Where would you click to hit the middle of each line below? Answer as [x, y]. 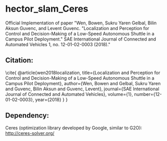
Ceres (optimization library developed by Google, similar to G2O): [74, 128]
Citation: [19, 61]
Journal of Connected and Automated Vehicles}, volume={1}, [69, 94]
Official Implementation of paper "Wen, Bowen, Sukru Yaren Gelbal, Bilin [81, 23]
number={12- [148, 94]
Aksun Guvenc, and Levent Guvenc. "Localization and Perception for [77, 28]
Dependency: [27, 115]
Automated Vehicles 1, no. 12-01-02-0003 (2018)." [58, 44]
